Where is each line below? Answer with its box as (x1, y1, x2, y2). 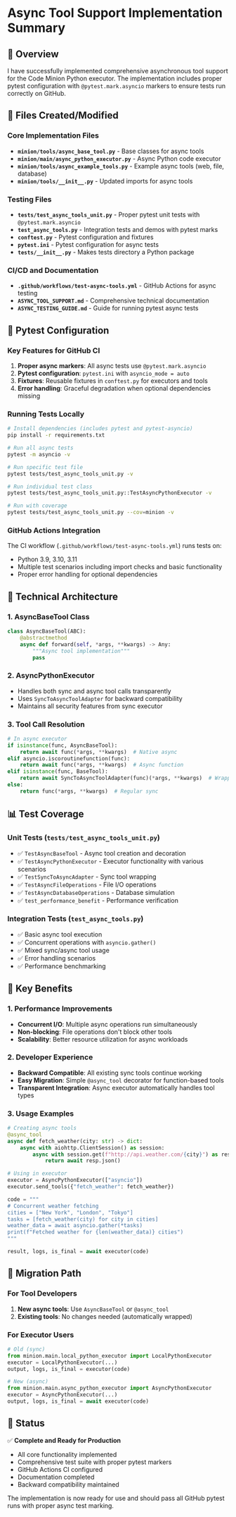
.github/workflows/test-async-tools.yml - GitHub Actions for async (17, 281, 216, 290)
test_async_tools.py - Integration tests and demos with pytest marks (17, 225, 218, 233)
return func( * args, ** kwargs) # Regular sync (20, 788, 159, 795)
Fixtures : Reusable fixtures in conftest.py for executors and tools (17, 376, 209, 385)
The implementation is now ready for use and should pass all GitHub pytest (7, 1494, 225, 1502)
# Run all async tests (7, 444, 74, 452)
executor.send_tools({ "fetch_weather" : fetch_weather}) (7, 1183, 174, 1190)
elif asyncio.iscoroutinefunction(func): (7, 755, 131, 762)
